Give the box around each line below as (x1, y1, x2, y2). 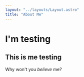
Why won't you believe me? (5, 66, 62, 72)
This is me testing (5, 53, 62, 62)
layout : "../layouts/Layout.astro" (5, 7, 79, 12)
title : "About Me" (5, 12, 43, 17)
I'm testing (5, 33, 51, 45)
